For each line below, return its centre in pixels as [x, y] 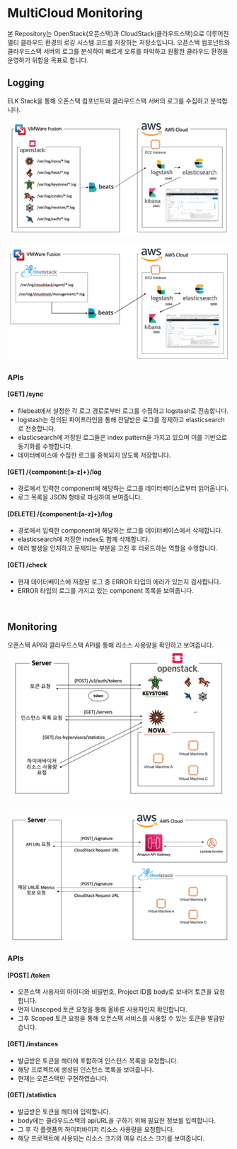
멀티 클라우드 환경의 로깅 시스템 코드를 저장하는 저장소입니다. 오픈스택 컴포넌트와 [119, 42]
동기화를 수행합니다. [45, 446]
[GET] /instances [33, 1044]
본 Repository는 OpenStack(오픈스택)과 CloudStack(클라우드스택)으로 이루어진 [118, 33]
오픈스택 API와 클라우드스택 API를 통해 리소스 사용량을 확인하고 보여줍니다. [111, 645]
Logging [26, 83]
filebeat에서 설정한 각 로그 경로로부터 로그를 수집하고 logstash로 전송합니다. [123, 411]
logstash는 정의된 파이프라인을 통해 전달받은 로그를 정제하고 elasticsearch [121, 420]
